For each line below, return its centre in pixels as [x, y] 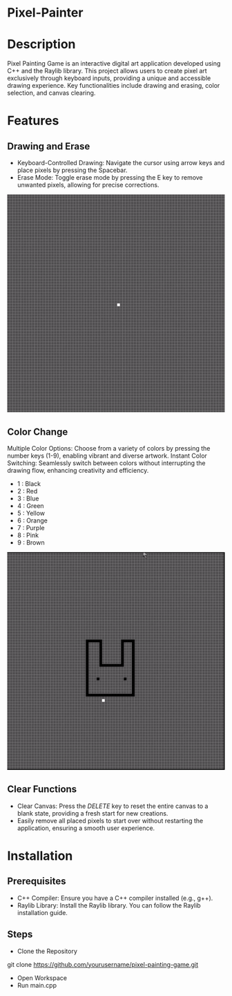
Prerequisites [37, 882]
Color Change [38, 432]
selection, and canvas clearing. [51, 93]
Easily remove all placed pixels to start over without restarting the [110, 820]
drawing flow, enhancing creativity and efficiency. [78, 470]
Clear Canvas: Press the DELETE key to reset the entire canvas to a [113, 806]
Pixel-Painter [45, 13]
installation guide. [42, 912]
